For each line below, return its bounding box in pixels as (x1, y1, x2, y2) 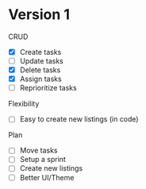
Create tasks (19, 47, 62, 56)
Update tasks (19, 56, 63, 65)
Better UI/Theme (19, 172, 75, 182)
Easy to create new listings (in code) (19, 114, 139, 124)
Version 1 (8, 6, 70, 24)
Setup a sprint (19, 155, 66, 164)
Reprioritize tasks (19, 83, 77, 93)
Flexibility (8, 99, 40, 109)
